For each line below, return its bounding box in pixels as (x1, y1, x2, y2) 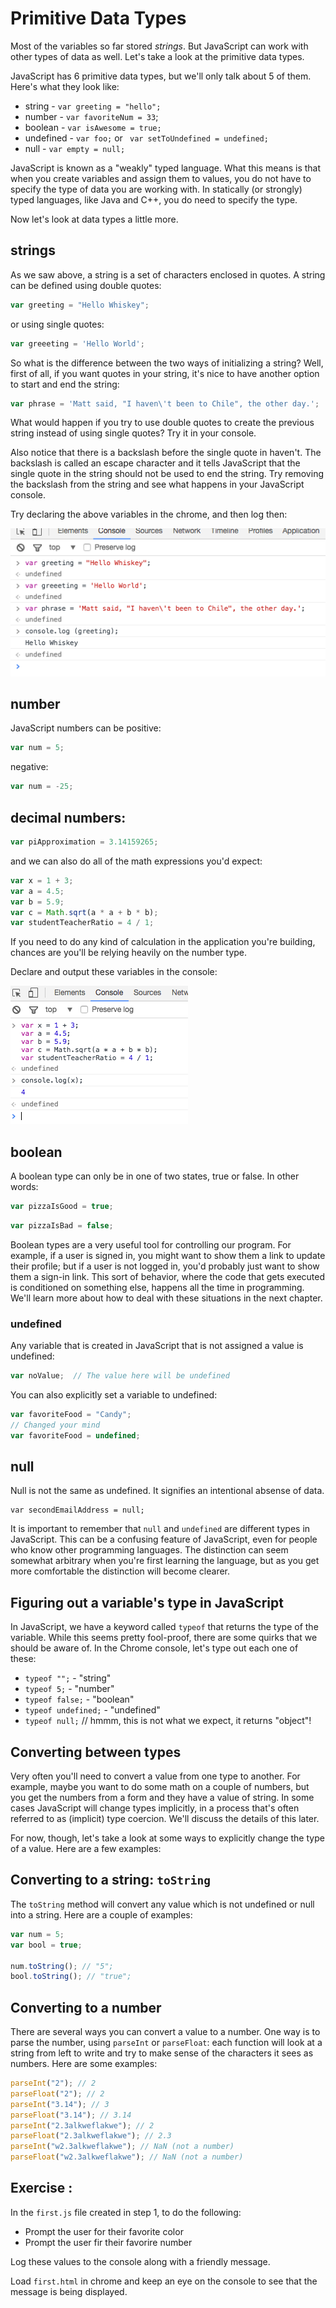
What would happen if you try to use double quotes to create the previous (10, 417, 315, 429)
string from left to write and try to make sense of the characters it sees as (10, 2047, 314, 2059)
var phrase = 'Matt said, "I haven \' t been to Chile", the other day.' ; (10, 398, 320, 409)
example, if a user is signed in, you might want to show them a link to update (10, 1249, 326, 1261)
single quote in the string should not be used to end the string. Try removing (10, 468, 324, 480)
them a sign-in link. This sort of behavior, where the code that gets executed (10, 1270, 326, 1282)
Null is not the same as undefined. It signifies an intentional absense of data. (10, 1485, 325, 1497)
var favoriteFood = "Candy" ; (10, 1410, 132, 1420)
